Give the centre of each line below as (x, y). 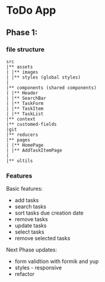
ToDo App (31, 10)
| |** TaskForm (25, 103)
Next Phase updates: (32, 250)
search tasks (30, 207)
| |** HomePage (25, 145)
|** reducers (22, 135)
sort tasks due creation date (49, 213)
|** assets (20, 67)
